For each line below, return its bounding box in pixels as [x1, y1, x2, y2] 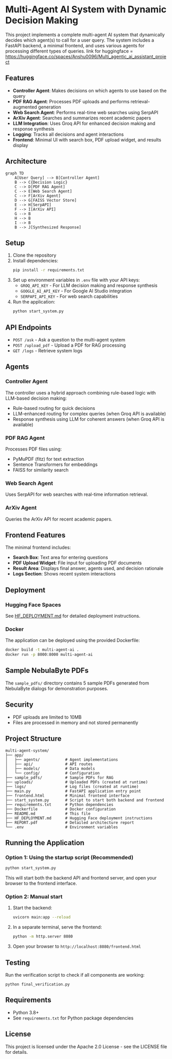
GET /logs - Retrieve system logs [12, 347, 83, 353]
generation [38, 104, 62, 110]
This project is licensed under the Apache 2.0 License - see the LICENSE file [5, 1043, 167, 1050]
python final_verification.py [5, 981, 70, 987]
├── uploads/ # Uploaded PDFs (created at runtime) [5, 779, 148, 785]
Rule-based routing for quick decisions [12, 405, 95, 411]
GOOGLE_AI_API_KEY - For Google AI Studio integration [20, 288, 132, 294]
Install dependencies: [12, 258, 59, 264]
